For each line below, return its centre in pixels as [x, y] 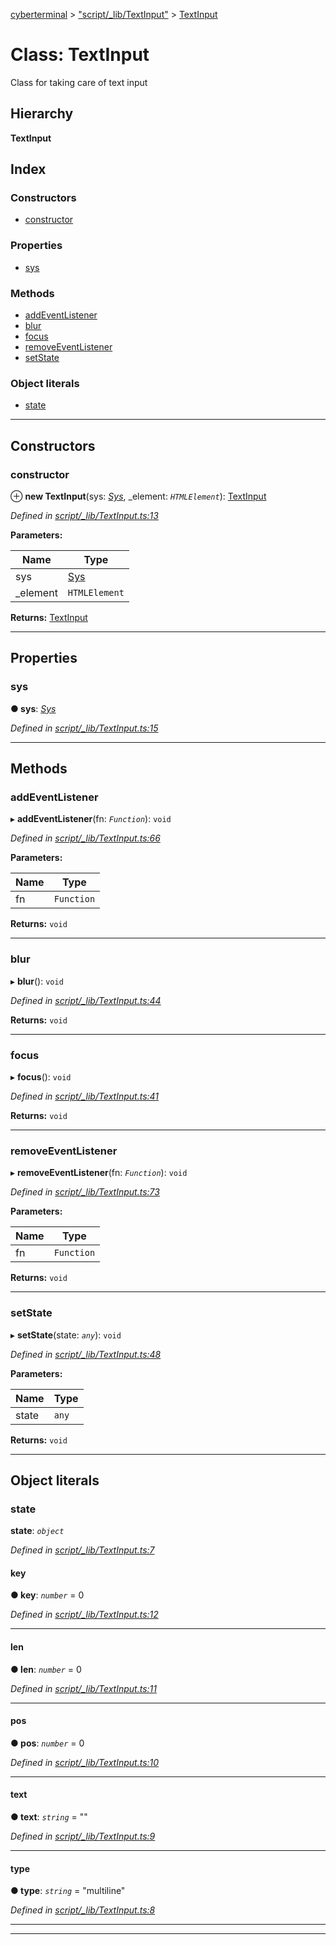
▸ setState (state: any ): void [66, 1335]
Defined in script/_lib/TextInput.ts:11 [83, 1688]
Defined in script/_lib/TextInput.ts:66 [85, 838]
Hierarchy [42, 114]
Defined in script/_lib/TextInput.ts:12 [84, 1615]
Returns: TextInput [49, 618]
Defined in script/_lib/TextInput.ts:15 [84, 728]
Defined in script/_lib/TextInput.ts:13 [84, 516]
